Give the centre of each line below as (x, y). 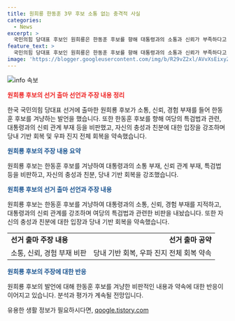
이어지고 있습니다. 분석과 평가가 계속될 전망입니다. (76, 295)
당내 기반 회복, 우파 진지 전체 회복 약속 (152, 252)
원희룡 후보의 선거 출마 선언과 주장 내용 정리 (66, 94)
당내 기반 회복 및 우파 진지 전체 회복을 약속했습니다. (77, 136)
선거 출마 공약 (190, 240)
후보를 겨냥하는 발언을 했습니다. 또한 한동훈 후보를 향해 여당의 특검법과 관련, (118, 118)
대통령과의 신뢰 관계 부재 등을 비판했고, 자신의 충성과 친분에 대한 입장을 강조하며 (116, 127)
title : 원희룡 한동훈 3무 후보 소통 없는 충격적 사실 (74, 14)
